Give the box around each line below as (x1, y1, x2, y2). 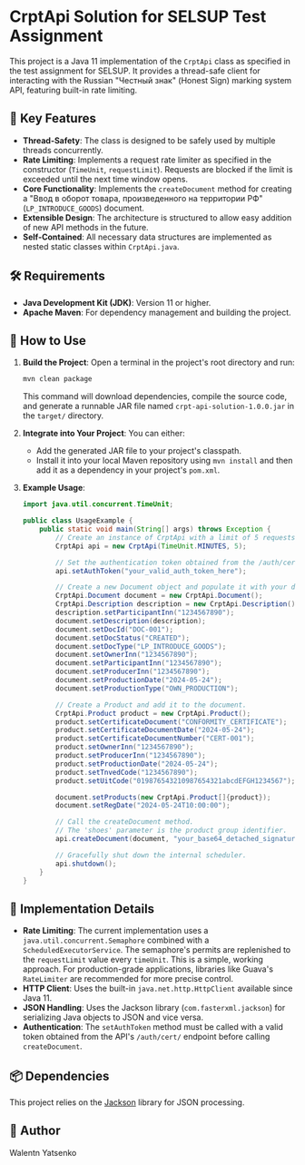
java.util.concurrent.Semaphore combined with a (22, 935, 210, 945)
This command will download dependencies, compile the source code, (22, 391, 288, 402)
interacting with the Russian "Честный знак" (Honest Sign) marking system (9, 74, 292, 85)
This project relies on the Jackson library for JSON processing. (9, 1097, 245, 1108)
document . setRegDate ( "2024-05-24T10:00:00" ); (55, 801, 231, 810)
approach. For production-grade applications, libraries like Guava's (22, 964, 274, 974)
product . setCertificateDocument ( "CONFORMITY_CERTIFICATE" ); (55, 717, 288, 727)
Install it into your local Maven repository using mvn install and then (35, 455, 293, 466)
